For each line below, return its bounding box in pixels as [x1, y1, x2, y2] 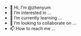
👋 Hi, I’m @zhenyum [9, 5, 51, 10]
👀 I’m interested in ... [9, 10, 52, 16]
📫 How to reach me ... [9, 26, 55, 31]
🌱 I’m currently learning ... [9, 15, 62, 20]
